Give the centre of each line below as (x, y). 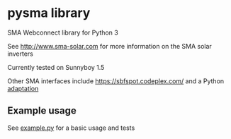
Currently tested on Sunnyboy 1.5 (56, 67)
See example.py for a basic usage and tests (71, 128)
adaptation (23, 88)
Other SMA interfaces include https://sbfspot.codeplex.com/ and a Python (116, 81)
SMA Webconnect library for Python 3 (63, 32)
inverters (20, 54)
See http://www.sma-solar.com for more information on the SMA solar (110, 46)
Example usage (42, 111)
